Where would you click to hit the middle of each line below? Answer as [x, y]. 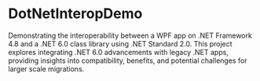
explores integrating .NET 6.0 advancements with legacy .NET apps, [119, 52]
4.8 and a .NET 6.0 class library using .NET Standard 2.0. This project [121, 43]
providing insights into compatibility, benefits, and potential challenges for [128, 61]
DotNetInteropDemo [75, 14]
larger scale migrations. [46, 68]
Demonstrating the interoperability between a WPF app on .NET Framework [130, 35]
